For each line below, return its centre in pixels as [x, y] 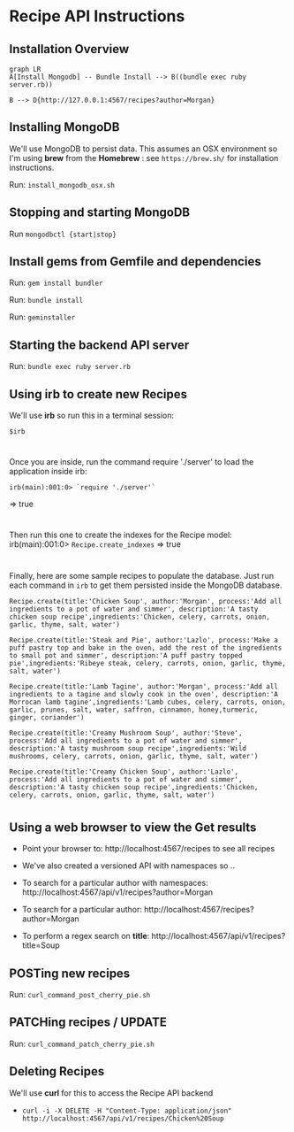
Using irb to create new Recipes [98, 394]
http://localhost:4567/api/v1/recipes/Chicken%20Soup [123, 1118]
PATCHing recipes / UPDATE [88, 1023]
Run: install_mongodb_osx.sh [62, 184]
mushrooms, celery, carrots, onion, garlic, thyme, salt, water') [134, 756]
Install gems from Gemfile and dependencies [136, 262]
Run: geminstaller [42, 317]
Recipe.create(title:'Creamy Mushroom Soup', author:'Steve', [126, 733]
